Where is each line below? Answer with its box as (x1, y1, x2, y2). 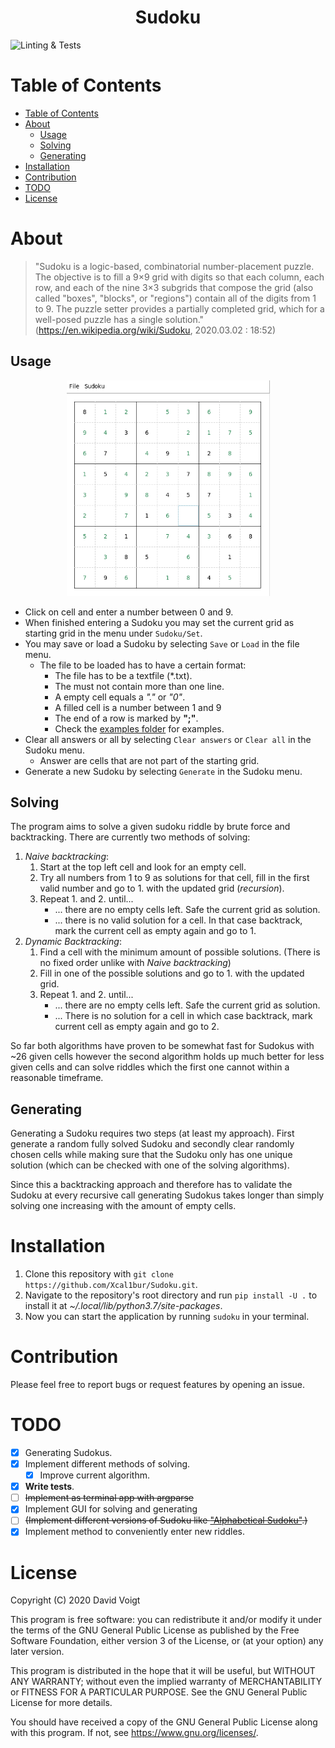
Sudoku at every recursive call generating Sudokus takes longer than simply (10, 1189, 325, 1201)
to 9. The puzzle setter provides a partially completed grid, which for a (34, 302, 325, 315)
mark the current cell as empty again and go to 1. (54, 925, 257, 937)
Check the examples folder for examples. (54, 722, 225, 735)
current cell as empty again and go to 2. (54, 1021, 220, 1033)
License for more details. (10, 1697, 113, 1709)
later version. (10, 1646, 65, 1658)
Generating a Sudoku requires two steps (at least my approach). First (10, 1127, 295, 1140)
